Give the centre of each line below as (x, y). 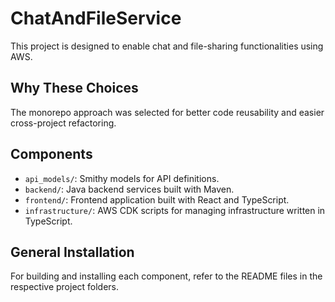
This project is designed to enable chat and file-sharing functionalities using (167, 46)
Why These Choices (74, 88)
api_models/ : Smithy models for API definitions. (122, 178)
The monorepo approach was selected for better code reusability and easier (167, 112)
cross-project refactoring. (63, 123)
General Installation (72, 252)
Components (51, 154)
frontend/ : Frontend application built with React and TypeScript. (157, 199)
